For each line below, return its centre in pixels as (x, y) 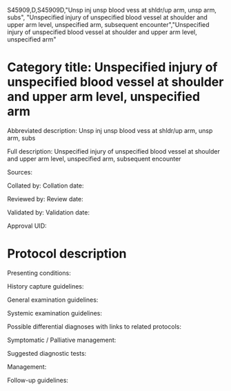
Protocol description (67, 254)
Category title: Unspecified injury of (112, 67)
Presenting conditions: (39, 273)
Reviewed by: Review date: (46, 199)
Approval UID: (27, 226)
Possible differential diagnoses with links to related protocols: (94, 326)
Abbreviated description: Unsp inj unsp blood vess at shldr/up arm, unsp (110, 130)
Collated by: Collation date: (46, 185)
